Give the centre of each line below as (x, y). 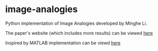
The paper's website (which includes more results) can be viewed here (79, 33)
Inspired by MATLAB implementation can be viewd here (63, 43)
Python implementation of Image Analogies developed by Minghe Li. (76, 23)
